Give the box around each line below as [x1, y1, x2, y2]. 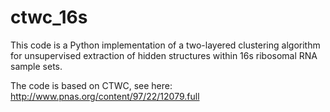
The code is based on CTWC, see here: [10, 79, 173, 91]
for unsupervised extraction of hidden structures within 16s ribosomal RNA [10, 49, 318, 61]
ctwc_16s [10, 6, 88, 29]
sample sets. [10, 60, 63, 72]
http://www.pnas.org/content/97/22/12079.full [10, 90, 200, 102]
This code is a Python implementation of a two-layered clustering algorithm [10, 39, 321, 51]
